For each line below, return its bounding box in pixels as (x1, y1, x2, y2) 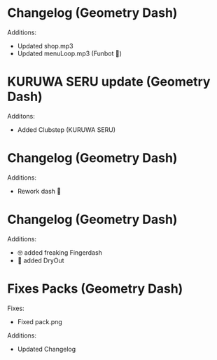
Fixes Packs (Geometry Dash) (7, 281, 183, 296)
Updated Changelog (17, 345, 76, 353)
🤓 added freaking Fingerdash (17, 248, 103, 257)
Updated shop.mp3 (17, 41, 73, 50)
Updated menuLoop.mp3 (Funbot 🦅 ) (17, 49, 122, 58)
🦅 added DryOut (17, 256, 64, 265)
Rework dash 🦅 (17, 187, 62, 195)
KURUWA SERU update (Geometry (7, 74, 211, 90)
